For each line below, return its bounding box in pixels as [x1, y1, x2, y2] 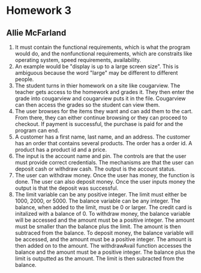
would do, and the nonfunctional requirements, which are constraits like [14, 50, 193, 57]
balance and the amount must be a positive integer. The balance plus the [14, 248, 196, 256]
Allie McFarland [6, 28, 67, 38]
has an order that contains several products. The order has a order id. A [14, 140, 193, 146]
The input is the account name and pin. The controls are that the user [14, 152, 187, 160]
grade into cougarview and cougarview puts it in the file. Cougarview [14, 95, 186, 102]
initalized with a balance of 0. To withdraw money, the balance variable [14, 210, 191, 217]
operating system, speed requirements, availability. [14, 57, 142, 63]
